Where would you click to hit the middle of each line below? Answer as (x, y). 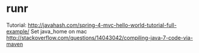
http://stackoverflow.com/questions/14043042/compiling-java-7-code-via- (99, 38)
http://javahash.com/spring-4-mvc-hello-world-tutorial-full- (102, 25)
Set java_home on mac (59, 31)
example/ (18, 31)
